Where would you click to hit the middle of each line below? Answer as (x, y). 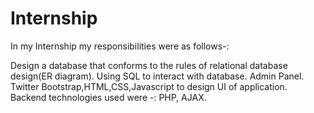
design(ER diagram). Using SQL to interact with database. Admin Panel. (157, 76)
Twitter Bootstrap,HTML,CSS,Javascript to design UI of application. (149, 86)
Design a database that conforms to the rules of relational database (149, 65)
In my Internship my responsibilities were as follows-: (120, 46)
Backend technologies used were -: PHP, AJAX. (108, 97)
